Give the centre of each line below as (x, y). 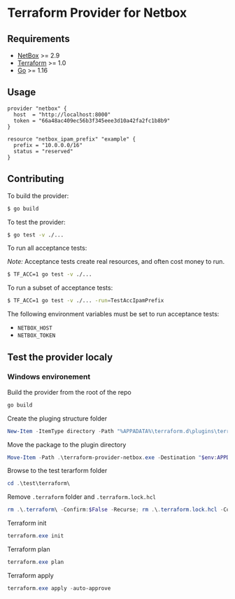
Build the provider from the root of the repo (69, 392)
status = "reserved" (43, 151)
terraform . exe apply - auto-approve (59, 588)
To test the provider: (36, 222)
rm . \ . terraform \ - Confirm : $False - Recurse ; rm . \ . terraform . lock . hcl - (115, 510)
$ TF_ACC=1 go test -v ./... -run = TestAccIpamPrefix (86, 301)
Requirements (38, 39)
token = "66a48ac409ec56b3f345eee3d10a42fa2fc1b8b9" (92, 120)
